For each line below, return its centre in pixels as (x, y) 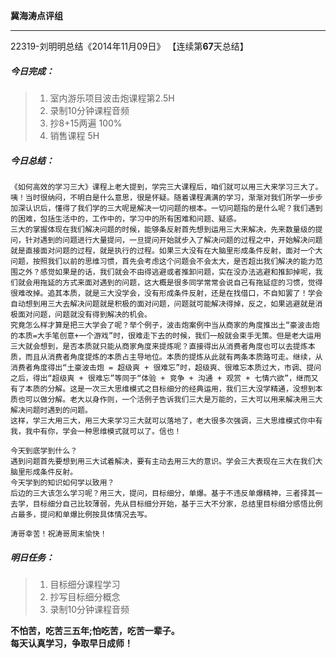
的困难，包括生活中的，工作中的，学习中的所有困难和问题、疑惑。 (126, 219)
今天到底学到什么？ (44, 450)
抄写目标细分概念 (85, 596)
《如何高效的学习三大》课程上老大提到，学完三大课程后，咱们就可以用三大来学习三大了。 (166, 187)
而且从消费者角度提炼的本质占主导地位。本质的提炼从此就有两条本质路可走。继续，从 (173, 357)
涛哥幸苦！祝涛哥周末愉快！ (59, 534)
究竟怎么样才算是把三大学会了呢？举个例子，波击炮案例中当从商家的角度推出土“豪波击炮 (165, 325)
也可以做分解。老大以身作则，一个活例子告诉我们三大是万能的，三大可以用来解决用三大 (170, 399)
